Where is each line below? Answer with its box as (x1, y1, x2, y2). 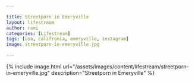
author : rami (6, 25, 39, 31)
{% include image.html (6, 63, 62, 70)
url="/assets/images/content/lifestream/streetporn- (62, 63, 189, 70)
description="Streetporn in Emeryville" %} (51, 70, 155, 76)
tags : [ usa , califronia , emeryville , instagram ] (6, 36, 129, 42)
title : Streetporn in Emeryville (6, 14, 89, 20)
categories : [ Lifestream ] (6, 30, 70, 36)
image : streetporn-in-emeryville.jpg (6, 42, 100, 48)
